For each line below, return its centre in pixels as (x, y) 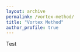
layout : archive (26, 11)
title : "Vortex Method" (35, 22)
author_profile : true (32, 27)
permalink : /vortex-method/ (40, 17)
